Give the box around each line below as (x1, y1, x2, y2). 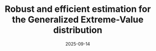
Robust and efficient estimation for (4, 3, 151, 15)
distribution (53, 25, 103, 36)
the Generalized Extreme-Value (11, 14, 144, 25)
